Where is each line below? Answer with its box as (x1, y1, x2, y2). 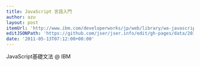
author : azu (6, 14, 36, 20)
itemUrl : (6, 25, 28, 31)
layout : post (6, 19, 39, 25)
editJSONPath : (6, 31, 42, 37)
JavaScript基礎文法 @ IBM (6, 53, 71, 60)
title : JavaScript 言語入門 (6, 8, 73, 15)
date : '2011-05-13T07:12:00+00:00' (6, 36, 95, 42)
